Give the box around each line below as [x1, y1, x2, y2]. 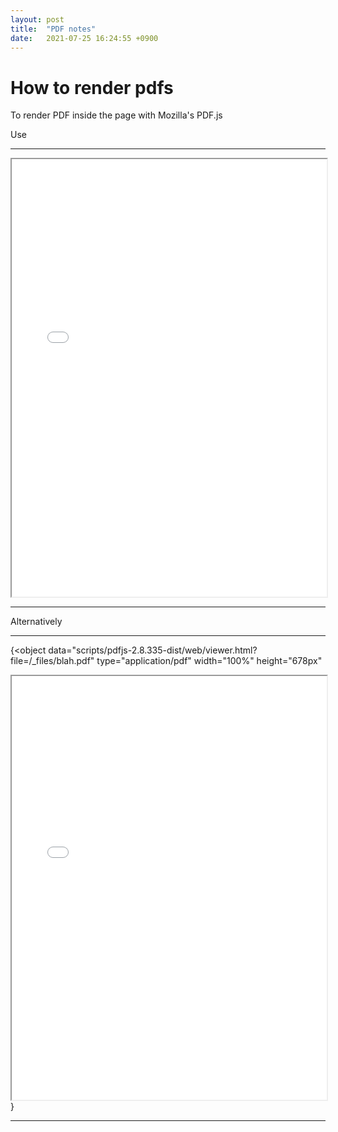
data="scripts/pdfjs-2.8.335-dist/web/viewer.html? [48, 644, 258, 656]
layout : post [10, 14, 65, 25]
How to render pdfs [10, 76, 174, 99]
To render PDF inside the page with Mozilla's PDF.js [10, 109, 223, 121]
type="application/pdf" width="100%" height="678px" [96, 655, 323, 667]
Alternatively [10, 616, 63, 628]
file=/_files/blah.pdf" [10, 655, 95, 667]
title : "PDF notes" [10, 24, 97, 34]
